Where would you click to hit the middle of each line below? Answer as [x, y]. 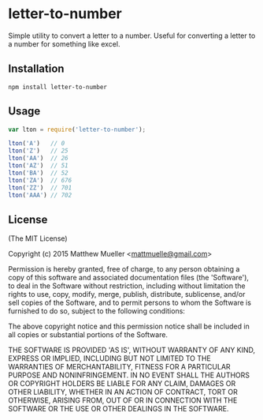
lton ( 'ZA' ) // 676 [40, 180]
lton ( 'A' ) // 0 [37, 144]
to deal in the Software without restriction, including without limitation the [127, 286]
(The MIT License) [38, 238]
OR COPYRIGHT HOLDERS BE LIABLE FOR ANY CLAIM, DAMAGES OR [122, 384]
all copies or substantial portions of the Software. [88, 335]
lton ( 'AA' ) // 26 [38, 159]
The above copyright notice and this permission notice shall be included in [129, 326]
